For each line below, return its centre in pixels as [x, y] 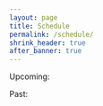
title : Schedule [39, 26]
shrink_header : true [48, 43]
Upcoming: [30, 76]
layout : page [34, 18]
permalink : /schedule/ [51, 34]
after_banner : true [46, 51]
